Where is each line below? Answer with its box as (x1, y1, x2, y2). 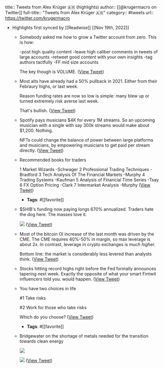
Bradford (19, 172, 38, 177)
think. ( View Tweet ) (19, 256, 59, 262)
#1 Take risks (19, 295, 46, 301)
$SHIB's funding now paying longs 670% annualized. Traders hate (19, 206, 154, 212)
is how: (19, 39, 34, 45)
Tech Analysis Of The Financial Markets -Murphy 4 (42, 172, 145, 177)
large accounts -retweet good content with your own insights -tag (19, 54, 153, 60)
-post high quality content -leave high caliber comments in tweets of (19, 49, 158, 54)
